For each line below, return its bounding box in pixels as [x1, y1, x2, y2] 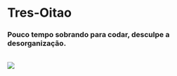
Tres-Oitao [7, 5, 72, 21]
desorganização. [7, 38, 67, 48]
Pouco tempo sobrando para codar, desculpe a [7, 30, 170, 40]
